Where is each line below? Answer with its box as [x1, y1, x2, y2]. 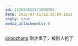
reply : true [5, 16, 30, 21]
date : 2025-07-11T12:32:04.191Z [5, 12, 72, 17]
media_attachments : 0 [5, 21, 50, 26]
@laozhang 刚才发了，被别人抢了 [5, 35, 73, 41]
